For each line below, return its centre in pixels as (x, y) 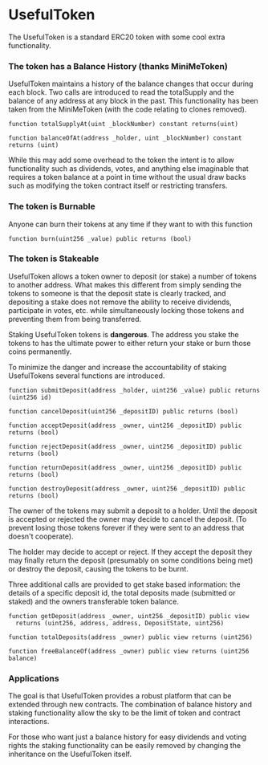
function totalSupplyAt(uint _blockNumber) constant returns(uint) (124, 124)
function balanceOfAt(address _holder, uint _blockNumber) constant (125, 138)
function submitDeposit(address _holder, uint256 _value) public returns (134, 390)
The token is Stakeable (54, 258)
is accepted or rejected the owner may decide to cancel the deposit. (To (128, 519)
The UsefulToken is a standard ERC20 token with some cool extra (117, 37)
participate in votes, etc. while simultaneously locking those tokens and (126, 310)
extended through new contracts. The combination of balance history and (130, 705)
